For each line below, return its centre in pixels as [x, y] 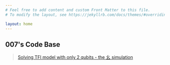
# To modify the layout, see [36, 15]
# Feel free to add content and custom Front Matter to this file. [78, 10]
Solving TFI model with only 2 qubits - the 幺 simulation [75, 57]
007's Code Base [33, 44]
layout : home [19, 24]
